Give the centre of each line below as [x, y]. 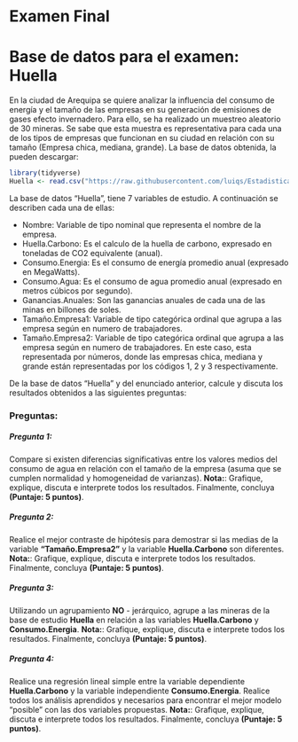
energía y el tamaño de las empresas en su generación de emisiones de [141, 110]
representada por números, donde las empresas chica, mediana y [142, 356]
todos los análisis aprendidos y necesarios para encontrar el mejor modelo [145, 700]
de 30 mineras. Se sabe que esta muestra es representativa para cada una [145, 129]
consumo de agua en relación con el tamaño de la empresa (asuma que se [145, 468]
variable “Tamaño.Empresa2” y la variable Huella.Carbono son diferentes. [147, 549]
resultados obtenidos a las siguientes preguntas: [98, 393]
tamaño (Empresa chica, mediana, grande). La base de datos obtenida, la [143, 147]
